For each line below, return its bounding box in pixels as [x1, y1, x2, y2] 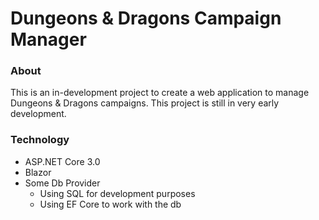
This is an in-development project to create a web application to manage [10, 87, 310, 99]
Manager [10, 28, 87, 51]
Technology [10, 133, 70, 147]
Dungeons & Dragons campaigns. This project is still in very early [10, 97, 280, 109]
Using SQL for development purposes [39, 187, 196, 199]
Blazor [24, 166, 52, 178]
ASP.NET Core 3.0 [24, 155, 101, 167]
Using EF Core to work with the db [39, 198, 182, 210]
